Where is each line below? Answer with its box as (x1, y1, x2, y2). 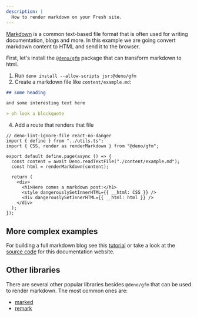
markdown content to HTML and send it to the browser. (6, 42, 140, 50)
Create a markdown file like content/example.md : (14, 78, 132, 85)
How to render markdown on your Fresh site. (11, 14, 122, 20)
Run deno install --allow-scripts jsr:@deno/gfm (14, 72, 136, 79)
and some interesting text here (6, 100, 85, 106)
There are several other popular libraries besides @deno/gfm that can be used (6, 280, 192, 288)
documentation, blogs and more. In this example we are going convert (6, 37, 176, 44)
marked (14, 298, 34, 305)
